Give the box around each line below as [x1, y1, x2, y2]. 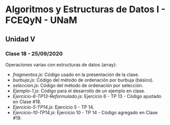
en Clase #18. [12, 98, 42, 105]
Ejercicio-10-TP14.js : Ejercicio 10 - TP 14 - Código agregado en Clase [12, 109, 158, 115]
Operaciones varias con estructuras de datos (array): [5, 61, 117, 67]
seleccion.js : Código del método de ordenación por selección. [12, 82, 143, 88]
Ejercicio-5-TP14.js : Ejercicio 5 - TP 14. [12, 104, 94, 110]
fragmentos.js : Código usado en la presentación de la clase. [12, 71, 139, 78]
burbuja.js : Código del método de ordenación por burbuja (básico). [12, 77, 154, 83]
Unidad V [5, 35, 36, 43]
